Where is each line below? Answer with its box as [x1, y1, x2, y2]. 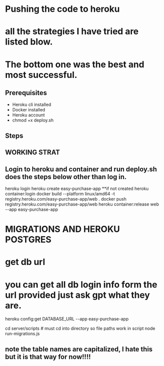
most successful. [5, 69, 78, 80]
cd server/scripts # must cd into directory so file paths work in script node [5, 325, 156, 332]
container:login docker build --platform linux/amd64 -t [5, 190, 115, 197]
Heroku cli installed [12, 102, 52, 107]
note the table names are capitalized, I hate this [5, 345, 153, 353]
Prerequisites [5, 88, 47, 97]
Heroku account [12, 112, 45, 118]
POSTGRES [5, 234, 52, 245]
